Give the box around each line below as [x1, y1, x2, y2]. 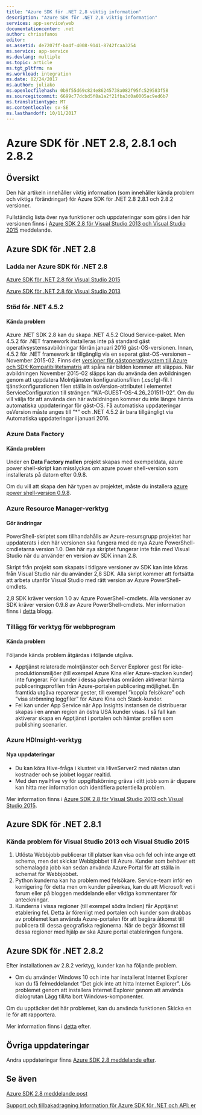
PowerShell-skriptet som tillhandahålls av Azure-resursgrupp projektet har [6, 533, 191, 540]
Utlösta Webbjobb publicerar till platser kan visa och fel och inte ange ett [14, 851, 196, 858]
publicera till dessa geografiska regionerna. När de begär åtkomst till [14, 922, 186, 929]
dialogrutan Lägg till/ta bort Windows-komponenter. [14, 993, 144, 1000]
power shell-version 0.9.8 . [6, 489, 71, 497]
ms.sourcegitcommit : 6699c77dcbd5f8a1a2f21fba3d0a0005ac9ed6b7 [6, 93, 169, 99]
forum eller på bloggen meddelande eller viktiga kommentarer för [14, 890, 178, 897]
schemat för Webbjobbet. [14, 871, 78, 878]
